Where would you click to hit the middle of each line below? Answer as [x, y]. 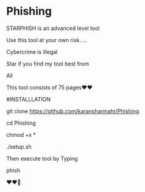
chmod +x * [21, 135]
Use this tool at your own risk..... [47, 40]
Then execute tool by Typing [42, 158]
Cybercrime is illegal [32, 52]
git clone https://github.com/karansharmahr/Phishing [73, 111]
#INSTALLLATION [28, 99]
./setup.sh [19, 146]
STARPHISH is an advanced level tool [53, 28]
